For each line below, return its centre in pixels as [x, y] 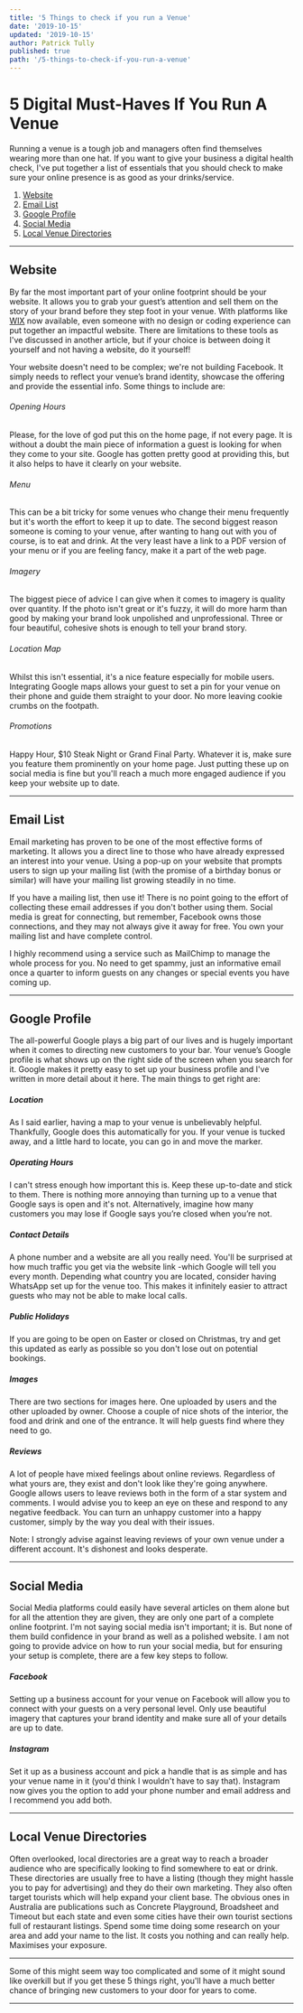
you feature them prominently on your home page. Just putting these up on [149, 763]
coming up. [30, 982]
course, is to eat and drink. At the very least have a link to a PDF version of [148, 541]
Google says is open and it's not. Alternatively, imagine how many [132, 1204]
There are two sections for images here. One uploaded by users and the [143, 1402]
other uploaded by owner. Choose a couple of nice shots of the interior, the [149, 1412]
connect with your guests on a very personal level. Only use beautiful [138, 1709]
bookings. [28, 1358]
